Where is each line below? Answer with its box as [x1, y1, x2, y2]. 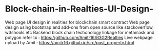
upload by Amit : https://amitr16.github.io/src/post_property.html [5, 39, 134, 45]
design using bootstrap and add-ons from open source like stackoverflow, [5, 24, 154, 30]
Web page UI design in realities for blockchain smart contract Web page [5, 19, 150, 25]
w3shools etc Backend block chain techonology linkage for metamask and [5, 29, 155, 35]
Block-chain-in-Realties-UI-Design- [5, 3, 154, 14]
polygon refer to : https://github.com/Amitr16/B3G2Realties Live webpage [5, 35, 153, 40]
